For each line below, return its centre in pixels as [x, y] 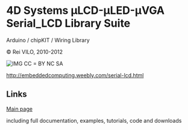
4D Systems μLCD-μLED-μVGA [85, 11]
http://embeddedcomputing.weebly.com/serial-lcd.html [75, 75]
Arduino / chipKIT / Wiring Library [48, 40]
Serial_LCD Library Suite [68, 23]
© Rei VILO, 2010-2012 [35, 51]
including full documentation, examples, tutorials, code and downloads [94, 120]
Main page [20, 109]
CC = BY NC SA [43, 63]
